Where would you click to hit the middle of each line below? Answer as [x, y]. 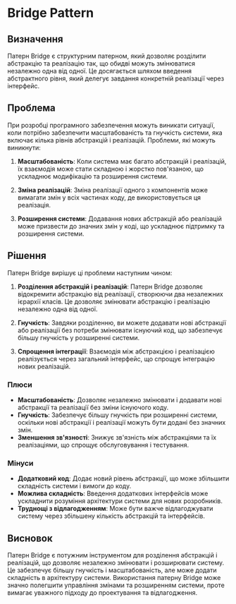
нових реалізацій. [44, 366]
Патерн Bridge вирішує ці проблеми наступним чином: [90, 272]
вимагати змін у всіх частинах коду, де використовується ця [109, 197]
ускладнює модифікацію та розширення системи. [93, 176]
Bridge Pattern [50, 13]
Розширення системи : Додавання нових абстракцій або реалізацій [119, 218]
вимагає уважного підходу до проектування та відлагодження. [103, 593]
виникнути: [24, 147]
